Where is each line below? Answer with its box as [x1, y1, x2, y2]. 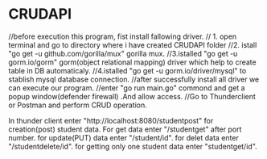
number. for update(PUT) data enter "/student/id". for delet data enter [8, 132, 239, 142]
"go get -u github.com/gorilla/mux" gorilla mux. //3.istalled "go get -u [8, 48, 238, 58]
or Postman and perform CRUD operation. [8, 100, 147, 110]
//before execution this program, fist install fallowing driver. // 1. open [8, 31, 237, 41]
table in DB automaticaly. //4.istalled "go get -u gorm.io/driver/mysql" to [8, 65, 247, 75]
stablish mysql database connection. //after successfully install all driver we [8, 74, 260, 84]
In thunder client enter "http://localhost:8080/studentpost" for [8, 115, 214, 125]
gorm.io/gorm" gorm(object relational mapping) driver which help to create [8, 57, 257, 67]
